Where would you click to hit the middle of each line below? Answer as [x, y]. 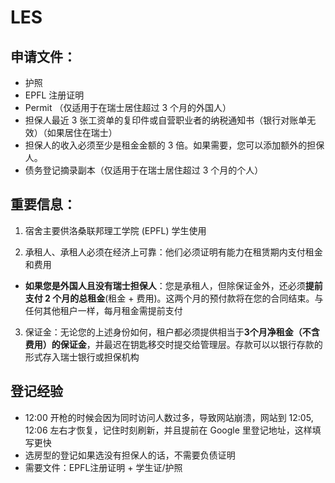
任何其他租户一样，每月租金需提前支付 [103, 310]
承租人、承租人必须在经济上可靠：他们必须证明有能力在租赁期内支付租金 [173, 252]
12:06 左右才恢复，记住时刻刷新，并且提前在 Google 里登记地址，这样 [168, 430]
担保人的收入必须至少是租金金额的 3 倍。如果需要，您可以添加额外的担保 [174, 145]
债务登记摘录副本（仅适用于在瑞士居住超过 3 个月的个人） [144, 170]
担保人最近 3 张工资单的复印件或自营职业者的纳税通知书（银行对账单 [166, 120]
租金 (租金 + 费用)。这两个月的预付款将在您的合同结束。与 [205, 298]
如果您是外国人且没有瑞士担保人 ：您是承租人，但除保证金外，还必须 [165, 285]
